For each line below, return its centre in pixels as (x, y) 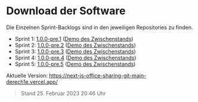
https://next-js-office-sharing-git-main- (98, 75)
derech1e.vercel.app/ (32, 82)
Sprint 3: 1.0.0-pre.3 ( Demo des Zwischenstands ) (75, 51)
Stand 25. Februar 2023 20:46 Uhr (63, 93)
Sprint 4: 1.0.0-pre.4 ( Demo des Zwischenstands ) (75, 58)
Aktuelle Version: (27, 75)
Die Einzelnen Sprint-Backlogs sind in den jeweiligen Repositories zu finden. (100, 27)
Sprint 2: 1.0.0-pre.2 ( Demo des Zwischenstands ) (75, 45)
